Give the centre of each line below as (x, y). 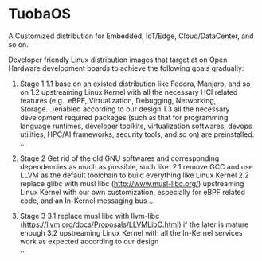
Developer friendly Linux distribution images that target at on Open (118, 60)
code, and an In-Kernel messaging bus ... (87, 201)
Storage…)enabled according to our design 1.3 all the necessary (125, 109)
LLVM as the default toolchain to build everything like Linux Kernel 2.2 (134, 175)
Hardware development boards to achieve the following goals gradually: (126, 68)
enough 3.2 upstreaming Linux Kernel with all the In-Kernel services (131, 232)
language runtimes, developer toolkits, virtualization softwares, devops (136, 126)
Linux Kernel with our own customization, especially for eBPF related (132, 192)
